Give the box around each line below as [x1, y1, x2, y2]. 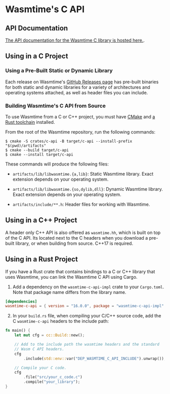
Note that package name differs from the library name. [12, 289, 126, 295]
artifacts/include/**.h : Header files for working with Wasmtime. [12, 201, 150, 207]
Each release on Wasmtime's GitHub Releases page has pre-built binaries [5, 79, 159, 85]
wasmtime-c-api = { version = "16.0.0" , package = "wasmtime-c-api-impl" [5, 304, 164, 309]
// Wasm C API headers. [14, 346, 65, 351]
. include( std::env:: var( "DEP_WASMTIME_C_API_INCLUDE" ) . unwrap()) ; [23, 356, 166, 361]
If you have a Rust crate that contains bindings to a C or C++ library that [5, 268, 155, 275]
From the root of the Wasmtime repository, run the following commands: [5, 128, 156, 135]
